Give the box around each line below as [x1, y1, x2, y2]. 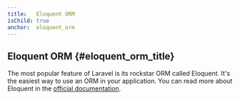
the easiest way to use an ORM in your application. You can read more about [7, 76, 233, 86]
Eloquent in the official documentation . [7, 84, 121, 93]
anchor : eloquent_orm [7, 24, 75, 31]
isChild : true [7, 17, 50, 24]
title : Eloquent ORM [7, 10, 75, 18]
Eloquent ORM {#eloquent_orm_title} [7, 50, 175, 62]
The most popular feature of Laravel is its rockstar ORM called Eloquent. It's [7, 69, 231, 78]
